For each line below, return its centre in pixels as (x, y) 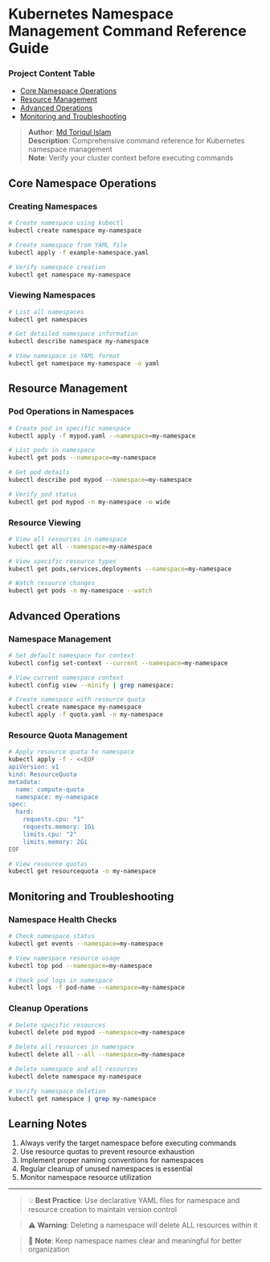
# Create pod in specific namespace (70, 428)
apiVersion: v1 (34, 767)
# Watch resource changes (51, 583)
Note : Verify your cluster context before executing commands (131, 158)
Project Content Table (52, 73)
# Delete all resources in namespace (72, 1047)
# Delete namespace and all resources (73, 1069)
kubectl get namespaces (48, 319)
